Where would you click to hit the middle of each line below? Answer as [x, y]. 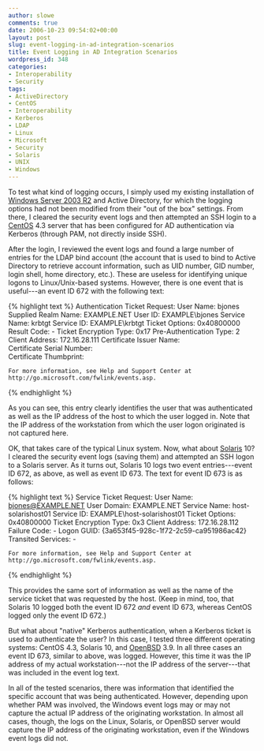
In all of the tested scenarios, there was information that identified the [121, 688]
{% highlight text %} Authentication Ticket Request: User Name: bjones [124, 306]
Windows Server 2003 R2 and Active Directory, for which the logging [120, 200]
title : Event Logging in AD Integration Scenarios [93, 52]
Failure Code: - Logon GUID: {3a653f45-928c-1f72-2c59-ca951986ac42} [127, 531]
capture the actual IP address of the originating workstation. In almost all [126, 713]
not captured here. [38, 433]
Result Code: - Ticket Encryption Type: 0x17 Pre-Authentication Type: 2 [124, 331]
